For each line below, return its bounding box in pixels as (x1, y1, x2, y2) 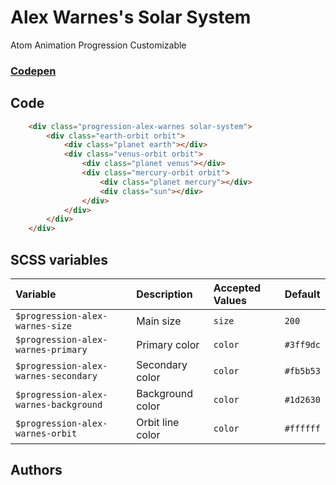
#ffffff (284, 422, 321, 434)
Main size (136, 314, 182, 328)
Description (136, 287, 193, 301)
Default (284, 287, 321, 301)
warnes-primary (15, 344, 88, 355)
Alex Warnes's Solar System (10, 6, 252, 29)
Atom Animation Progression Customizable (10, 39, 187, 51)
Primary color (136, 337, 200, 351)
